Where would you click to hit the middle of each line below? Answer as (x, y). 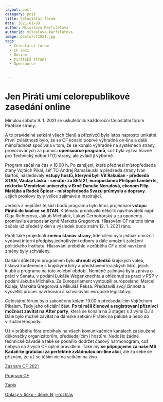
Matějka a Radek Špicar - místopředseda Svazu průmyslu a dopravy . (76, 191)
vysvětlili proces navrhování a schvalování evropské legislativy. (68, 291)
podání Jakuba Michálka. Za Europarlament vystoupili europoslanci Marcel (80, 281)
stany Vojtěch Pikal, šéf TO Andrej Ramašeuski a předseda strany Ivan (75, 170)
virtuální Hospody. (23, 321)
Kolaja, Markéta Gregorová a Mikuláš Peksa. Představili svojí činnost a (75, 286)
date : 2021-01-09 (23, 23)
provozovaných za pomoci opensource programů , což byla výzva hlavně (79, 150)
